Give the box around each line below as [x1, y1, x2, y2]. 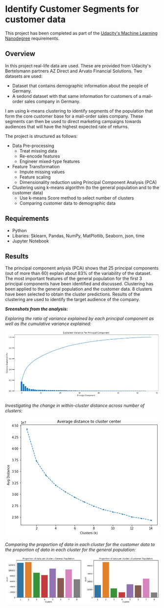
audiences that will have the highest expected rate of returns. [5, 123, 129, 129]
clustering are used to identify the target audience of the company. [5, 297, 141, 303]
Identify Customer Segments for [5, 3, 140, 15]
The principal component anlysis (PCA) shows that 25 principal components [5, 265, 159, 271]
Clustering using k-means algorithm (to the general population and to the [12, 184, 160, 190]
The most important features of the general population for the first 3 [5, 275, 142, 281]
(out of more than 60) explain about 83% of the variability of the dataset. [5, 271, 152, 276]
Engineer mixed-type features [19, 158, 80, 164]
